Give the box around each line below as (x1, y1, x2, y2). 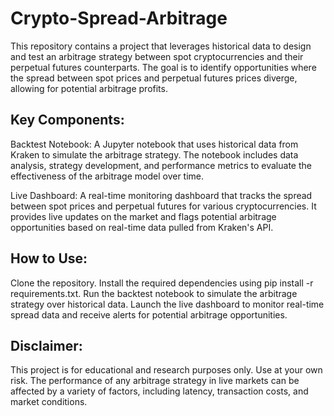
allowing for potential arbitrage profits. (10, 82, 168, 94)
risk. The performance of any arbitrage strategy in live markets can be (10, 375, 300, 387)
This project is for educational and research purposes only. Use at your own (10, 364, 323, 376)
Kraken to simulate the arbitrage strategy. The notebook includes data (10, 148, 299, 161)
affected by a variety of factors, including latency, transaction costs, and (10, 385, 309, 397)
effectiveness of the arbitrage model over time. (10, 170, 205, 182)
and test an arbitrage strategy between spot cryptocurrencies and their (10, 50, 304, 62)
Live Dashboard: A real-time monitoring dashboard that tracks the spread (10, 189, 313, 201)
